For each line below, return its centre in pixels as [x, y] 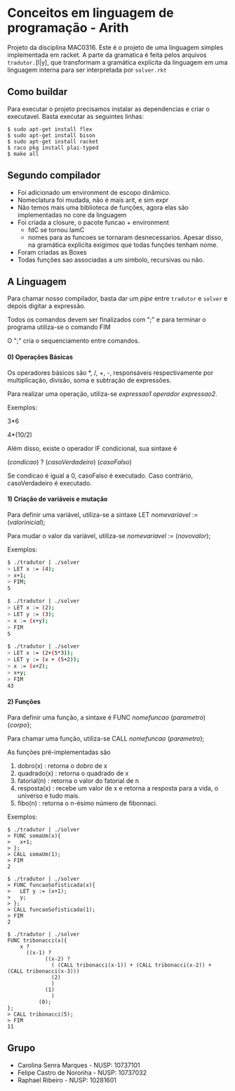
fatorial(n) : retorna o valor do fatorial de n [78, 780]
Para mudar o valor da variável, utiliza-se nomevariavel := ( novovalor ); [109, 535]
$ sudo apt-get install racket [53, 141]
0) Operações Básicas [40, 357]
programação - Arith [68, 28]
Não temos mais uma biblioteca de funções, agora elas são [103, 207]
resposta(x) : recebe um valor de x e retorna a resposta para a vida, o [118, 788]
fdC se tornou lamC [56, 229]
